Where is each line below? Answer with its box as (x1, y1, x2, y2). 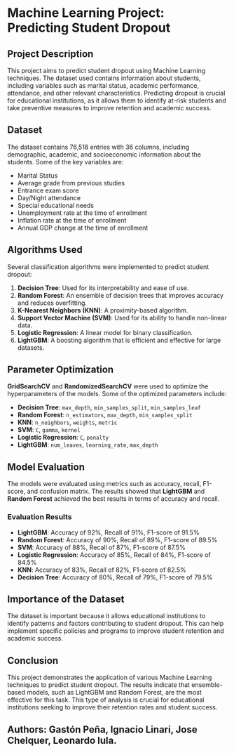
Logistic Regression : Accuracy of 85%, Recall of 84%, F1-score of (17, 550, 212, 559)
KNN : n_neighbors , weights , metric (17, 418, 118, 426)
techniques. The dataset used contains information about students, (7, 74, 201, 82)
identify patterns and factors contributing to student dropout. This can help (7, 620, 224, 628)
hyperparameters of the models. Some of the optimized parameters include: (7, 390, 227, 398)
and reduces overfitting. (17, 299, 88, 307)
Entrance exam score (17, 186, 79, 195)
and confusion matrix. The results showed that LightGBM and (27, 487, 205, 496)
